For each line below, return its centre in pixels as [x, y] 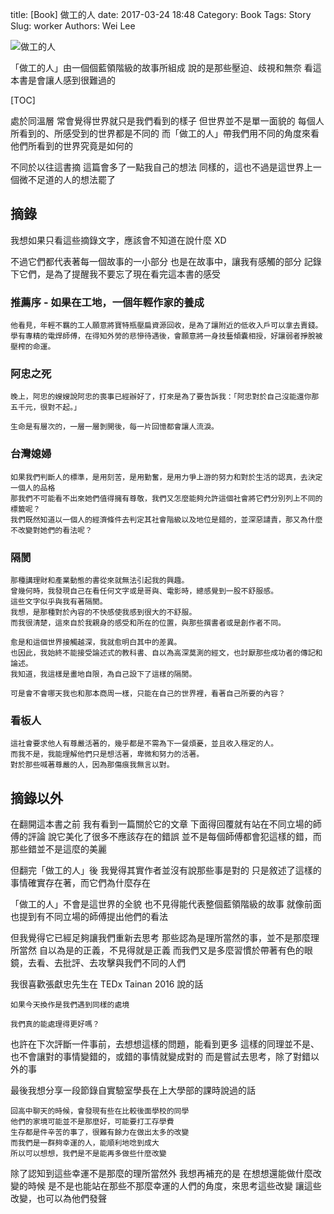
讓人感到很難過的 [80, 80]
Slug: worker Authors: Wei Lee [73, 26]
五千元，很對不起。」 [46, 408]
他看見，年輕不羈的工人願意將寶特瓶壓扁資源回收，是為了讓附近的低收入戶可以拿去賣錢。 [166, 326]
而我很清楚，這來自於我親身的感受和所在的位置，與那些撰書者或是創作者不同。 [148, 623]
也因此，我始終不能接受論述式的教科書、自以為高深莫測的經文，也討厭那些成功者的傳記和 [166, 653]
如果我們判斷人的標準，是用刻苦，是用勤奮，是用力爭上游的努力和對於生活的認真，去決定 [166, 477]
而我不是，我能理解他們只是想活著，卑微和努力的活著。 [107, 754]
